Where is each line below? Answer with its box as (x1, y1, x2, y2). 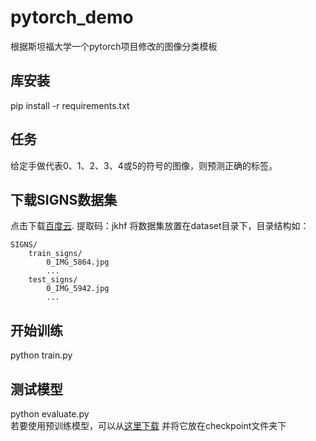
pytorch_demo (10, 6, 134, 29)
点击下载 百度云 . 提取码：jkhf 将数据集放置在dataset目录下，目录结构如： (10, 220, 310, 232)
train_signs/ (28, 249, 83, 259)
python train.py (10, 349, 73, 361)
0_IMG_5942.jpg (46, 284, 110, 294)
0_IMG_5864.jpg (46, 257, 110, 268)
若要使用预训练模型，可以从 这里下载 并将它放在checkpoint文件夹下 (10, 420, 287, 431)
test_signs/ (28, 275, 78, 285)
